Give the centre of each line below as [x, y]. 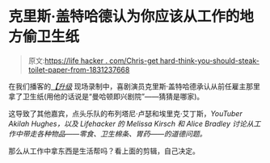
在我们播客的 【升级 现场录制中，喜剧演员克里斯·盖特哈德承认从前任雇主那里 [134, 86]
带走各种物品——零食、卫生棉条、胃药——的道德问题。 [115, 133]
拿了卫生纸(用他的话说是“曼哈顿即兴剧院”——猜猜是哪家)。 [106, 96]
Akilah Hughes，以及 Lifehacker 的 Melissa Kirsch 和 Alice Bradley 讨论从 [131, 123]
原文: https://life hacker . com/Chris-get [93, 61]
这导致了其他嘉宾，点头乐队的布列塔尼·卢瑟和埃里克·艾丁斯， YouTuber [125, 113]
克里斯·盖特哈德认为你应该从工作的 [124, 17]
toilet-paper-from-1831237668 [79, 69]
